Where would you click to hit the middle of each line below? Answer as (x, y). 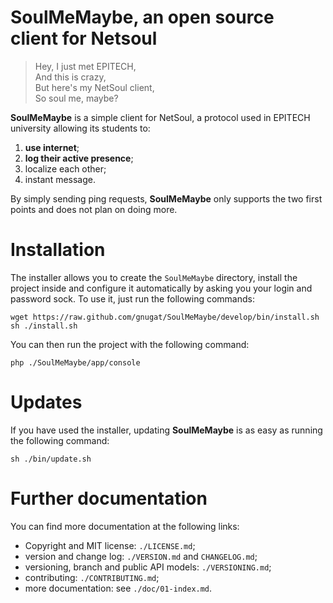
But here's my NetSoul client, (94, 87)
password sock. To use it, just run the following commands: (132, 298)
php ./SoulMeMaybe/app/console (75, 362)
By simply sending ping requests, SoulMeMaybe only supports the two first (166, 198)
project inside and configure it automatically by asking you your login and (161, 288)
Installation (58, 250)
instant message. (60, 179)
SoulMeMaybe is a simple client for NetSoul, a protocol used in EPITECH (160, 117)
